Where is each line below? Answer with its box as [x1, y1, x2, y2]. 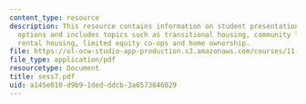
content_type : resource [9, 13, 100, 23]
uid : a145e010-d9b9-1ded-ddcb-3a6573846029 [9, 80, 178, 90]
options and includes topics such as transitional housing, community [17, 30, 291, 39]
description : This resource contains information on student [9, 22, 247, 31]
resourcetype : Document [9, 64, 100, 73]
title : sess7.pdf [9, 72, 76, 81]
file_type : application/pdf [9, 55, 117, 64]
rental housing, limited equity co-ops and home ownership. [17, 38, 250, 48]
